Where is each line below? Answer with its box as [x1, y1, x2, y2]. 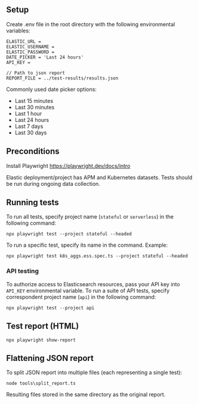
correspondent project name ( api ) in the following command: [6, 293, 156, 301]
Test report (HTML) [6, 321, 79, 331]
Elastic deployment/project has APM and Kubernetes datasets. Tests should [6, 173, 193, 181]
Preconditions [6, 146, 60, 157]
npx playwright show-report [6, 337, 76, 343]
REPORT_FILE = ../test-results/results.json [6, 75, 119, 81]
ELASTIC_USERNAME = [6, 44, 55, 50]
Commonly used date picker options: [6, 85, 97, 93]
